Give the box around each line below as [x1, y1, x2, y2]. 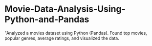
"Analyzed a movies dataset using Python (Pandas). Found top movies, [4, 30, 147, 36]
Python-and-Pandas [4, 14, 89, 25]
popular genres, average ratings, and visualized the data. [4, 35, 119, 41]
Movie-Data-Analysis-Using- [4, 3, 126, 15]
